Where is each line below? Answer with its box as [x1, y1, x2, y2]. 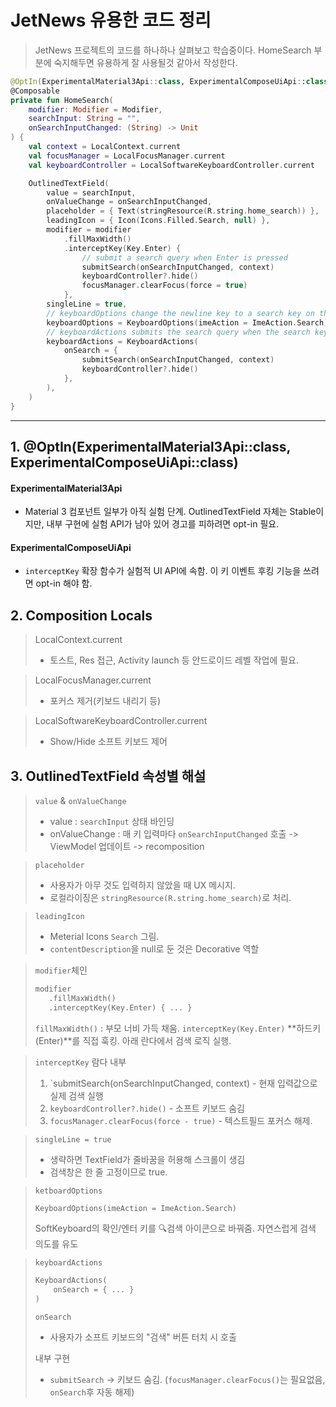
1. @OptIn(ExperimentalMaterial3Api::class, [10, 438, 291, 455]
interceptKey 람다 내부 [34, 1056, 127, 1068]
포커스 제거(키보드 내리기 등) [49, 695, 162, 707]
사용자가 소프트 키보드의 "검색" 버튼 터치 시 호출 [49, 1331, 237, 1343]
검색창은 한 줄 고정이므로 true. [49, 1166, 168, 1178]
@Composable [10, 86, 60, 96]
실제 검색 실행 [49, 1089, 104, 1101]
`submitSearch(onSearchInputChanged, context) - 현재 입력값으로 [49, 1077, 318, 1089]
